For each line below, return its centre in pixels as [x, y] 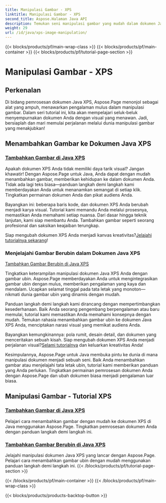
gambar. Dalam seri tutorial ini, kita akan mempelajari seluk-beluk [71, 112]
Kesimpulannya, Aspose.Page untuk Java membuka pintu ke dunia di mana [82, 354]
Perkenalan [23, 90]
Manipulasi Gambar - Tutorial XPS [59, 397]
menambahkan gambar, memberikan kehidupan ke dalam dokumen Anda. [80, 179]
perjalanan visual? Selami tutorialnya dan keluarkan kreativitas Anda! [74, 345]
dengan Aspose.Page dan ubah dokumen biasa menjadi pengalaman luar [80, 376]
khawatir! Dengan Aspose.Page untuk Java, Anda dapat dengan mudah [78, 174]
